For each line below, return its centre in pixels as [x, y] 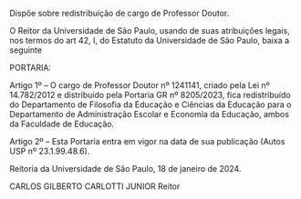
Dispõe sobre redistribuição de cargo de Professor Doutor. [119, 13]
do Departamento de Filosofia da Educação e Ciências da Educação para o [150, 104]
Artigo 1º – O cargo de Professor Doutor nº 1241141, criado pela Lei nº [140, 85]
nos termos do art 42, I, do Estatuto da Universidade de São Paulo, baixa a [150, 40]
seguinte [26, 50]
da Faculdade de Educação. [62, 124]
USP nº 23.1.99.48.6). [50, 151]
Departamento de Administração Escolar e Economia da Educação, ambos [150, 114]
